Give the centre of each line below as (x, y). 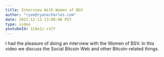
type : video (18, 24)
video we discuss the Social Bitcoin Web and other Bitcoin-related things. (82, 49)
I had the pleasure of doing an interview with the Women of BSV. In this (80, 43)
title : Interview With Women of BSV (44, 10)
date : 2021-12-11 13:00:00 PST (38, 19)
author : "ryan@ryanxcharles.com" (41, 15)
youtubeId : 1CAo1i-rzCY (31, 29)
